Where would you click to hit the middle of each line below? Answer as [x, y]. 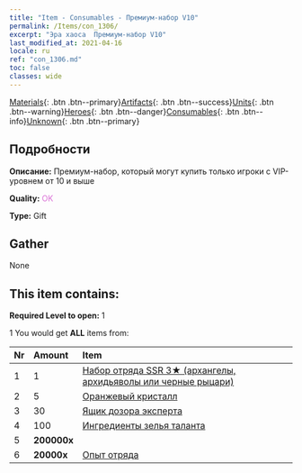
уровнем [26, 180]
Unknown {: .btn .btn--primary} [83, 121]
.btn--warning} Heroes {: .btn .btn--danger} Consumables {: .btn [124, 111]
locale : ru [30, 51]
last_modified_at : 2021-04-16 [66, 43]
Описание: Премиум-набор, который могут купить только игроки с [140, 171]
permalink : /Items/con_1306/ [64, 26]
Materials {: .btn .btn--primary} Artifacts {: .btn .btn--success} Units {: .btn [142, 102]
